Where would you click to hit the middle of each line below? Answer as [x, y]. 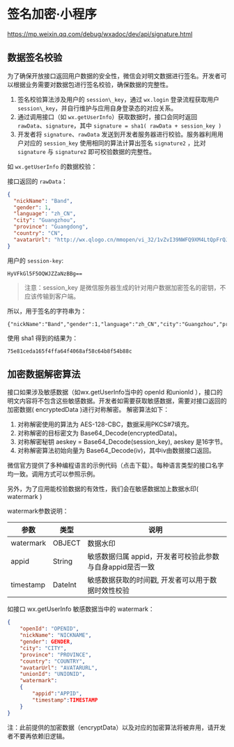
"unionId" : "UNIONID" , [53, 674]
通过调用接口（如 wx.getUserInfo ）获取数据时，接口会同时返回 [107, 116]
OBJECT [67, 543]
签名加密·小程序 [52, 14]
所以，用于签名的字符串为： [47, 311]
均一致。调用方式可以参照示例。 [53, 474]
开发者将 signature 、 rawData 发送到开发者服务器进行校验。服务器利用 [117, 134]
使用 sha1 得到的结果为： [43, 338]
